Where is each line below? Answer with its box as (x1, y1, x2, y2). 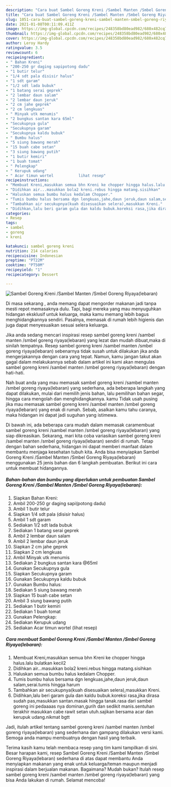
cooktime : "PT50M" (6, 263, 45, 268)
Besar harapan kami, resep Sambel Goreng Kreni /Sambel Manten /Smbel (6, 750, 159, 756)
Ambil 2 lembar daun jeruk (13, 538, 69, 544)
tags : (6, 220, 17, 225)
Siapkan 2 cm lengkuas (13, 549, 62, 555)
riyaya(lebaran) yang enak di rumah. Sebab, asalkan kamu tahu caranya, (6, 406, 157, 413)
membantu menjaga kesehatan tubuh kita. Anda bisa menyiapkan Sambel (6, 449, 159, 455)
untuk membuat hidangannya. (6, 465, 68, 471)
